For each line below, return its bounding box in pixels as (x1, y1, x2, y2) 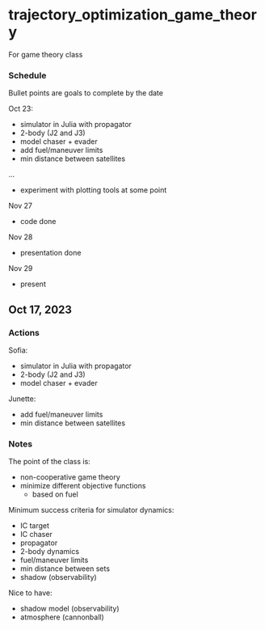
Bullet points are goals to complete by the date (8, 88, 164, 98)
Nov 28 (8, 232, 33, 242)
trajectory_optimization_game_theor (8, 6, 257, 24)
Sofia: (8, 345, 28, 355)
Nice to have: (8, 588, 53, 598)
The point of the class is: (8, 457, 90, 467)
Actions (8, 327, 40, 338)
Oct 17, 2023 (8, 302, 73, 316)
